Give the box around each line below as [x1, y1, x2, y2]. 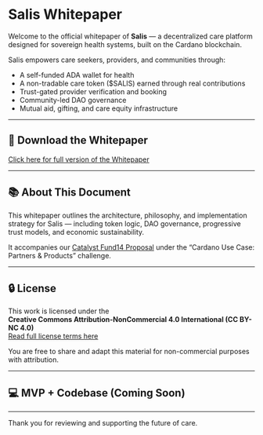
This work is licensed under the [8, 306, 110, 316]
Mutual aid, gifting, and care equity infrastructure [19, 104, 178, 113]
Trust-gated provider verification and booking [19, 86, 167, 96]
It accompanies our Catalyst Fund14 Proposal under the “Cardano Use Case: [8, 242, 255, 252]
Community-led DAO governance [19, 95, 127, 104]
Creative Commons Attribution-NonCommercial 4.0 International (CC [8, 315, 239, 324]
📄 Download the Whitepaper [8, 133, 149, 147]
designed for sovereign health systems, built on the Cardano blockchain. [8, 39, 243, 49]
